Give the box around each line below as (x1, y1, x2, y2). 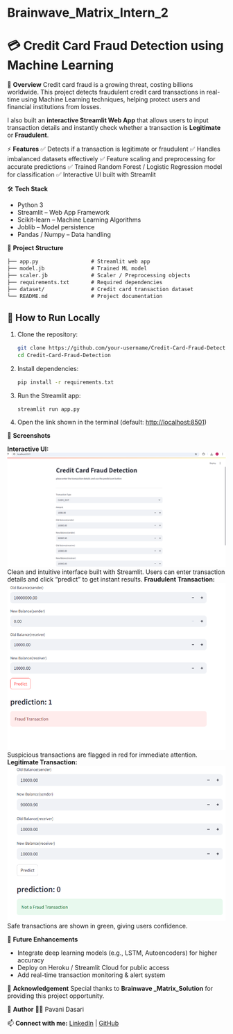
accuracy (17, 956, 44, 965)
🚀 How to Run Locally (7, 311, 101, 324)
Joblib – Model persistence (17, 223, 95, 231)
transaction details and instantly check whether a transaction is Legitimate (7, 124, 221, 132)
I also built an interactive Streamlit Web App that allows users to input (7, 116, 209, 124)
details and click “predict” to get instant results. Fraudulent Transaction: (7, 575, 215, 584)
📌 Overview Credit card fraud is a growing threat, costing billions (7, 81, 193, 89)
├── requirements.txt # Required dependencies (7, 279, 163, 286)
